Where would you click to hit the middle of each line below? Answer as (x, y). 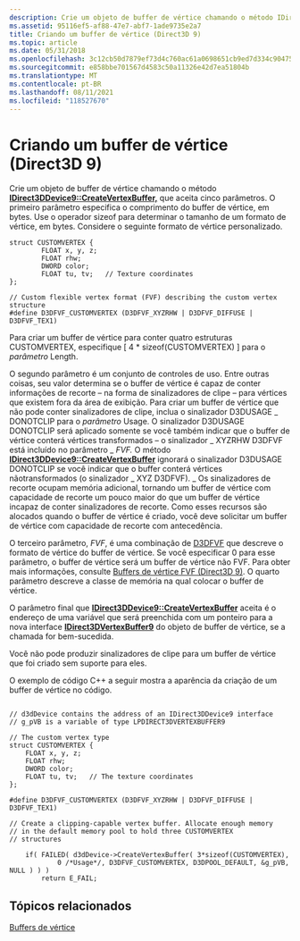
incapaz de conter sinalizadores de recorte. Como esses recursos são (138, 507)
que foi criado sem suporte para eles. (78, 663)
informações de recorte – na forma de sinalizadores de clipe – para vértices (148, 393)
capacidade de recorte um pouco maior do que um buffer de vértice (135, 498)
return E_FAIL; (70, 878)
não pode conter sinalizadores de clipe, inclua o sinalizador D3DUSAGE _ (144, 412)
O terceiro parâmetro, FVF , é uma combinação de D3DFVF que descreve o (146, 543)
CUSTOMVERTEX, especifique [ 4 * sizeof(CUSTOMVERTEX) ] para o (137, 347)
